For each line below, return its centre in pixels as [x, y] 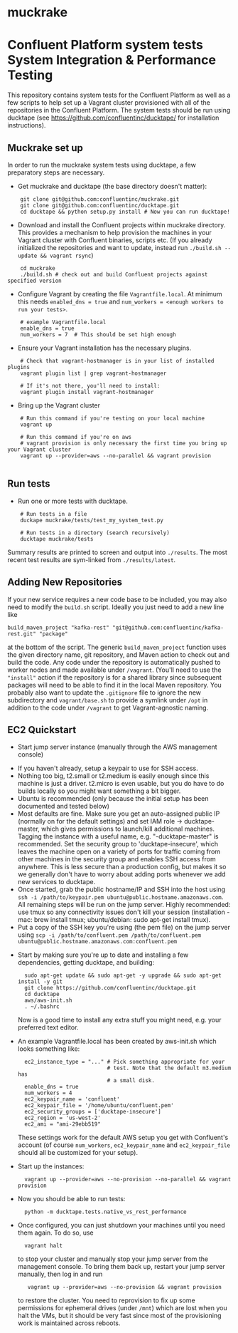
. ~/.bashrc [42, 1007]
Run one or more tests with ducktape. [72, 501]
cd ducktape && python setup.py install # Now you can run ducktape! [125, 212]
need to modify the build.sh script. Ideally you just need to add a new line [116, 607]
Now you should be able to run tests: [71, 1199]
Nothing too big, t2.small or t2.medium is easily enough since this [113, 776]
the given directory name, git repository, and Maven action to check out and [118, 654]
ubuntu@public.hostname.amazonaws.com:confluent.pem [97, 942]
